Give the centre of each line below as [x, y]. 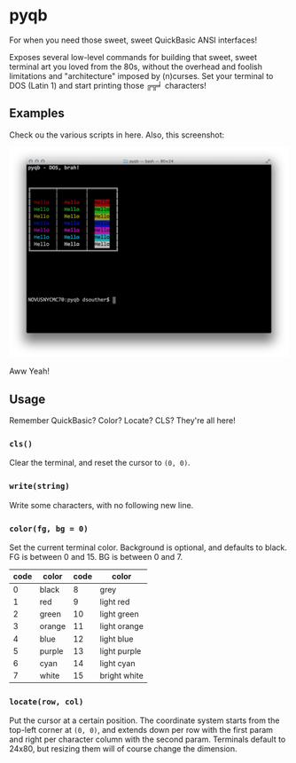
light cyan [117, 664]
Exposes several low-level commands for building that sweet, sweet [133, 57]
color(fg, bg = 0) [49, 528]
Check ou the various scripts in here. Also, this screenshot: [117, 135]
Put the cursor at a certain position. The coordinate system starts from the [144, 720]
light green [119, 614]
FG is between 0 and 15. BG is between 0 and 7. [96, 556]
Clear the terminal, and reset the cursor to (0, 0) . [100, 463]
